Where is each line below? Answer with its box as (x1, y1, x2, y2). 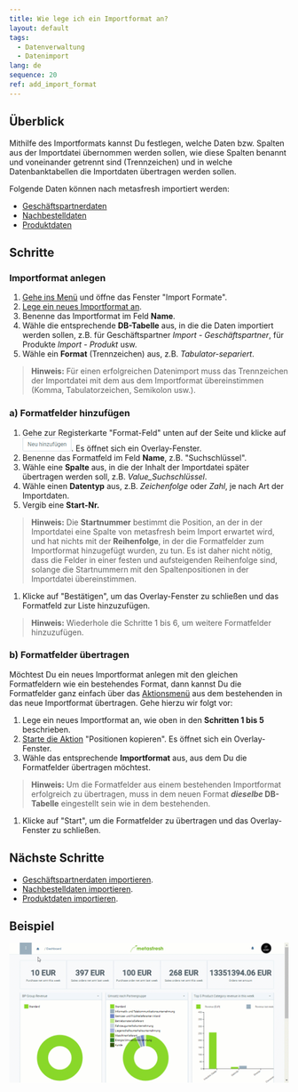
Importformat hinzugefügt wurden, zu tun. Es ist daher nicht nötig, (30, 545, 273, 556)
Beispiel (9, 919, 55, 934)
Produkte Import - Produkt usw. (21, 339, 137, 350)
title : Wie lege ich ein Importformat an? (9, 14, 169, 23)
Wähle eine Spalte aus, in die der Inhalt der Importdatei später (21, 462, 250, 472)
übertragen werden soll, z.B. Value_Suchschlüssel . (21, 471, 208, 482)
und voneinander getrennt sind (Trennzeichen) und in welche (9, 157, 233, 167)
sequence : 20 (9, 71, 58, 80)
